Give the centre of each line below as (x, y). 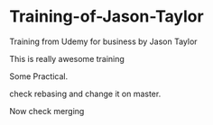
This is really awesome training (67, 58)
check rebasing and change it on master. (85, 94)
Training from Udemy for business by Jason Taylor (103, 41)
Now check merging (47, 111)
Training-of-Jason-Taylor (107, 17)
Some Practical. (39, 76)
